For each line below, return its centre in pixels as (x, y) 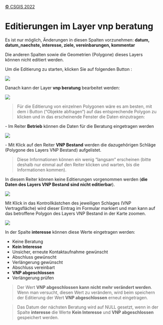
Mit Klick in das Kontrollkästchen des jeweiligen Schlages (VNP (68, 203)
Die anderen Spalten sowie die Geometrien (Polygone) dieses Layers (74, 54)
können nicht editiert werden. (35, 60)
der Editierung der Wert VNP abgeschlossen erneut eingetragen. (82, 297)
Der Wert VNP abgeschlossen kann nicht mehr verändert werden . (84, 287)
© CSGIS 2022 (20, 7)
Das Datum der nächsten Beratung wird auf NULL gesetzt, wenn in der (88, 307)
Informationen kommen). (42, 170)
